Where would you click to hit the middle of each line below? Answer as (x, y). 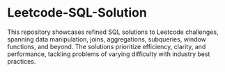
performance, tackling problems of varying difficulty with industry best (109, 54)
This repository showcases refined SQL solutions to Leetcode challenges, (113, 32)
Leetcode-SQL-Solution (77, 13)
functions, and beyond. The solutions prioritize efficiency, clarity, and (107, 46)
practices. (22, 61)
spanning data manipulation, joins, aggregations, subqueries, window (107, 39)
